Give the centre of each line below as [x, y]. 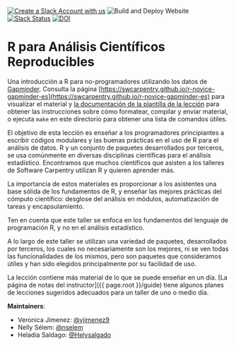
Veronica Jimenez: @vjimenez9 [63, 320]
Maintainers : [26, 306]
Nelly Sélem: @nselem [50, 327]
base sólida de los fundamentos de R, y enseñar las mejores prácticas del [115, 191]
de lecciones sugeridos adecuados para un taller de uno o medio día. [108, 292]
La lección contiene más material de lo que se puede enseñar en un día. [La [117, 277]
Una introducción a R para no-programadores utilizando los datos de [107, 81]
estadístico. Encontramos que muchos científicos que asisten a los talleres [116, 162]
